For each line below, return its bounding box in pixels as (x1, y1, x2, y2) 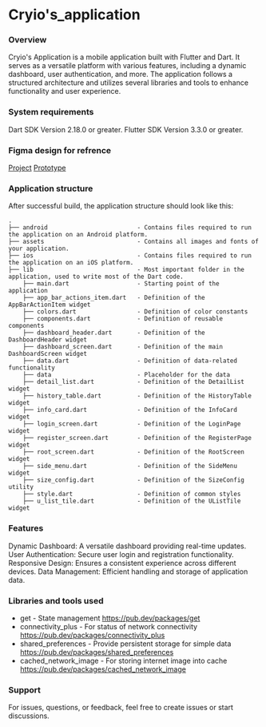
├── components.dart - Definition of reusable (22, 315, 224, 323)
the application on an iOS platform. (8, 259, 134, 267)
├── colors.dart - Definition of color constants (22, 308, 248, 316)
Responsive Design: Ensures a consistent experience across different (8, 558, 236, 567)
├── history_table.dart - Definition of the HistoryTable (22, 392, 252, 400)
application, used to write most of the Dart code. (8, 273, 184, 281)
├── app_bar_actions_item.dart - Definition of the (22, 294, 205, 302)
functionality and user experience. (8, 87, 121, 96)
